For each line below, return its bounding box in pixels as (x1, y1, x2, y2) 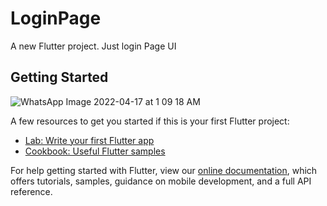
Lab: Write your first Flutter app (24, 134, 155, 146)
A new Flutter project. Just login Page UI (10, 40, 177, 52)
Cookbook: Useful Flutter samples (24, 145, 166, 157)
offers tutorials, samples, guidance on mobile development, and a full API (10, 175, 312, 187)
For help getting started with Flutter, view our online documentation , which (10, 164, 318, 176)
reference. (10, 185, 53, 197)
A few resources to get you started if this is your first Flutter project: (10, 115, 290, 127)
